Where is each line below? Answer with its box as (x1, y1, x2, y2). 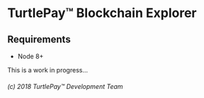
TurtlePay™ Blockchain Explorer (7, 5, 197, 21)
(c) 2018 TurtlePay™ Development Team (7, 82, 123, 90)
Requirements (7, 33, 71, 45)
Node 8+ (17, 52, 44, 60)
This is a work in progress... (7, 66, 89, 74)
